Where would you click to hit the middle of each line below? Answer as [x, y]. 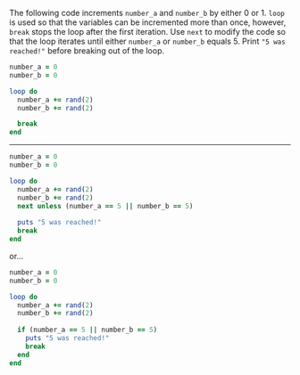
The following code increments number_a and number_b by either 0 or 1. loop [147, 13]
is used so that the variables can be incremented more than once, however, [148, 22]
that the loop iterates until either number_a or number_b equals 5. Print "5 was [147, 41]
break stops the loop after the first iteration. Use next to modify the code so [148, 32]
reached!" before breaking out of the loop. [87, 51]
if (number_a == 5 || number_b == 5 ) [87, 330]
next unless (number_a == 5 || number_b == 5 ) [105, 206]
